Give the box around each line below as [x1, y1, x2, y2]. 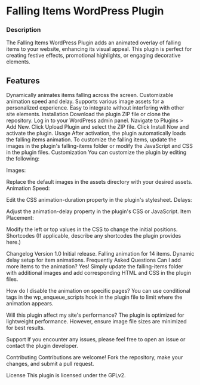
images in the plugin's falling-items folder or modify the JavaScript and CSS [6, 143, 193, 150]
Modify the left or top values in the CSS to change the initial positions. [6, 226, 178, 233]
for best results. [6, 325, 45, 332]
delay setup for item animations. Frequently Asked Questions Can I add [6, 256, 181, 264]
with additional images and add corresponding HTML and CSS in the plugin [6, 269, 192, 277]
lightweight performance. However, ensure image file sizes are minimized [6, 318, 187, 325]
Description [6, 26, 41, 34]
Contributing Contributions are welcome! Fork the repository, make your [6, 354, 183, 361]
